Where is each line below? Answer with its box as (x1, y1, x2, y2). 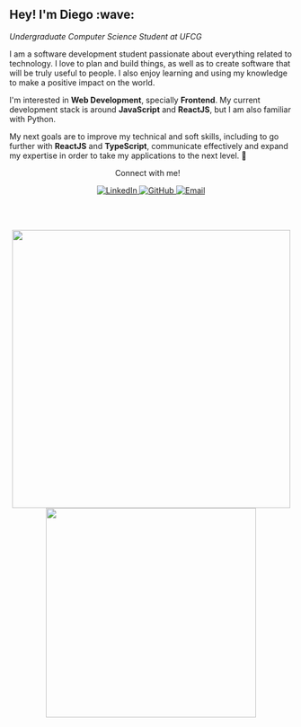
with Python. (9, 113, 57, 124)
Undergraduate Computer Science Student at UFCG (9, 31, 202, 41)
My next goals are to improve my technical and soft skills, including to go (9, 130, 279, 142)
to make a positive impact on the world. (9, 76, 155, 88)
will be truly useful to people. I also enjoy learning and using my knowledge (9, 67, 288, 78)
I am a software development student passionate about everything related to (9, 49, 292, 59)
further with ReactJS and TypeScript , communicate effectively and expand (9, 140, 289, 151)
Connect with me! (115, 167, 181, 178)
